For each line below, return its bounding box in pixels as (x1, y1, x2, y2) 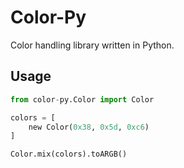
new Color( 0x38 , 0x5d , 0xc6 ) (28, 122, 150, 132)
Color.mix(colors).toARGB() (10, 149, 128, 160)
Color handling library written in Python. (10, 39, 175, 51)
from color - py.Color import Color (10, 94, 155, 105)
